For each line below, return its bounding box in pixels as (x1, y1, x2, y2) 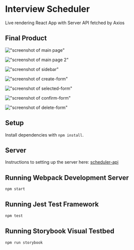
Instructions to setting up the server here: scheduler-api (5, 159, 119, 165)
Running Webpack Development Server (5, 174, 129, 182)
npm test (5, 213, 23, 218)
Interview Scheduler (5, 3, 90, 15)
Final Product (5, 34, 47, 42)
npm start (5, 186, 26, 192)
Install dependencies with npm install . (5, 132, 84, 138)
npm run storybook (5, 240, 43, 245)
